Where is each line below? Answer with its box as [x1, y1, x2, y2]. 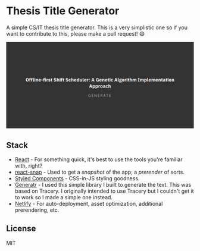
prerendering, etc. [14, 206, 60, 214]
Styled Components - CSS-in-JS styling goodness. [14, 175, 140, 182]
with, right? [14, 162, 43, 170]
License [6, 224, 36, 234]
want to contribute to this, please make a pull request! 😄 [6, 30, 145, 37]
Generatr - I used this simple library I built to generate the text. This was [14, 181, 192, 189]
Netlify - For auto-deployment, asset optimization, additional [14, 200, 163, 208]
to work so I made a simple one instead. [14, 194, 113, 201]
